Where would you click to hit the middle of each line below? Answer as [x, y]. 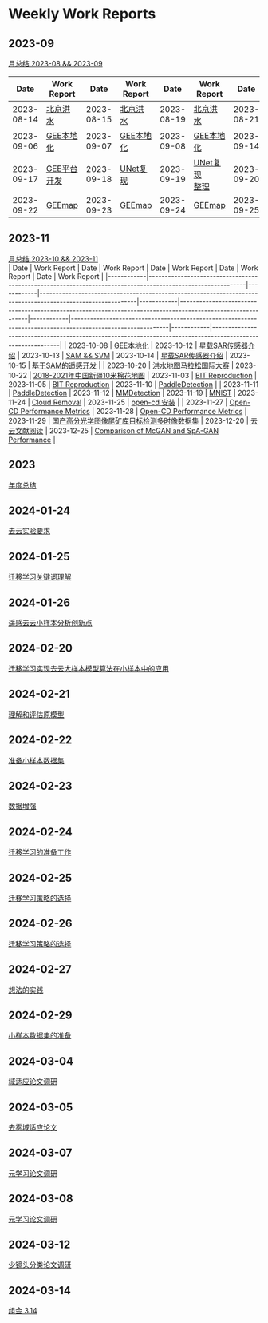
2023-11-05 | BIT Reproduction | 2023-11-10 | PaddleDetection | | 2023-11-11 [134, 384]
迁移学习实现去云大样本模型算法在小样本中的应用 [89, 668]
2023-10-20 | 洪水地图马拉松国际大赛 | [170, 365]
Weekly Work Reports [82, 14]
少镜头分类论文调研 [40, 1265]
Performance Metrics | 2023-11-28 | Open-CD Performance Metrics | [134, 411]
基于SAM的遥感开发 [64, 365]
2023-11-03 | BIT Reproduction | [204, 375]
